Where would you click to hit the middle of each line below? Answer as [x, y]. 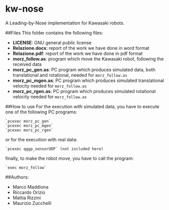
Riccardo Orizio [29, 192]
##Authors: [17, 177]
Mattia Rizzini [27, 198]
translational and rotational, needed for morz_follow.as [70, 75]
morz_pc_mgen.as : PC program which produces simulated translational [88, 80]
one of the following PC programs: [41, 112]
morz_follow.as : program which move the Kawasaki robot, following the [88, 58]
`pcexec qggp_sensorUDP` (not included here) [54, 149]
